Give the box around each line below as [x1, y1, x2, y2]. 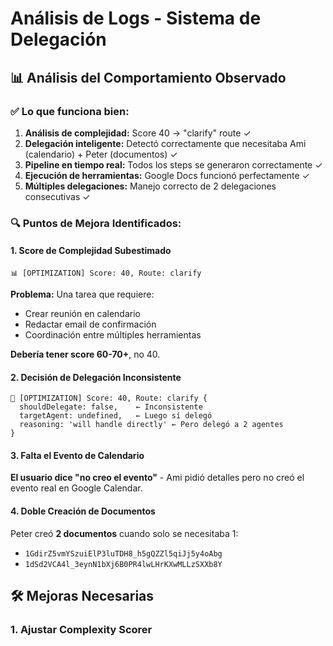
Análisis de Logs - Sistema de [10, 7, 262, 30]
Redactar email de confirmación [24, 318, 157, 330]
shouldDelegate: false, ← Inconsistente [19, 402, 203, 412]
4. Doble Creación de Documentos [10, 505, 156, 517]
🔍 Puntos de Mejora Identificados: [10, 216, 182, 230]
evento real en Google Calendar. [10, 482, 143, 494]
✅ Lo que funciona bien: [10, 104, 130, 118]
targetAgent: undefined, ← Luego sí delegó [19, 411, 213, 421]
